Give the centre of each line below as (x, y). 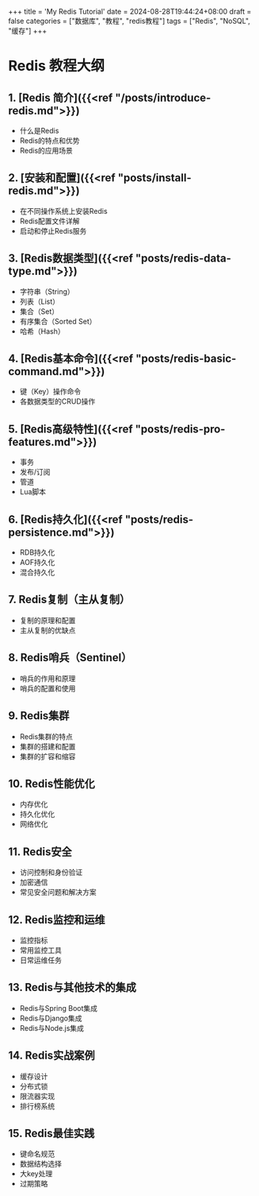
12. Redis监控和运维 (57, 920)
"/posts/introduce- (163, 97)
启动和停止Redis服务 (53, 230)
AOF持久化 (37, 563)
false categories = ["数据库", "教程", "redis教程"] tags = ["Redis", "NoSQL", (129, 21)
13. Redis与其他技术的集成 (72, 987)
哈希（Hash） (42, 331)
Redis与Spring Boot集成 (58, 1008)
